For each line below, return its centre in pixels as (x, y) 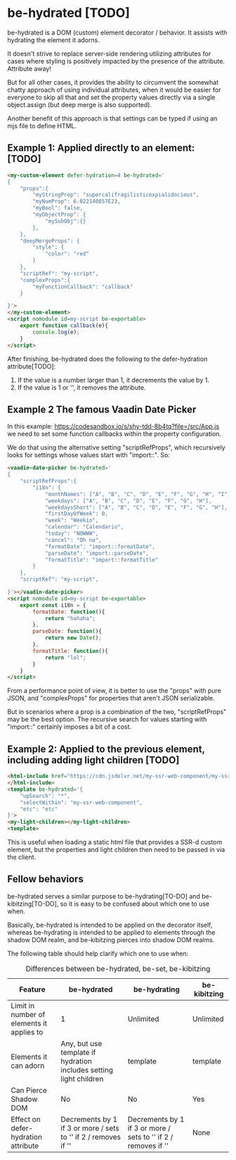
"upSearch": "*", (45, 796)
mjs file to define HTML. (42, 125)
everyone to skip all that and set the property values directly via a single (111, 97)
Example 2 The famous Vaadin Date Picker (102, 409)
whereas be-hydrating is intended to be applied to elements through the (111, 932)
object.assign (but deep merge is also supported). (80, 104)
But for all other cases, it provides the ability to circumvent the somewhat (113, 82)
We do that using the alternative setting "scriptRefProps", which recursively (117, 448)
